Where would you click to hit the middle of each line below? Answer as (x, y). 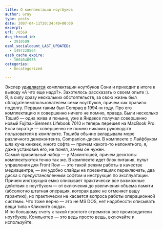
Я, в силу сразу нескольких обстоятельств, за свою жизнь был (71, 97)
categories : (17, 64)
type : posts (17, 19)
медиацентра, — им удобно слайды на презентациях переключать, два (80, 170)
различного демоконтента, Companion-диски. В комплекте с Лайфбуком (81, 139)
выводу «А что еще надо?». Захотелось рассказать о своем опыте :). (77, 92)
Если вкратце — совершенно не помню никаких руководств (68, 128)
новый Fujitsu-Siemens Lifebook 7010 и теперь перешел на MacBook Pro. (81, 123)
